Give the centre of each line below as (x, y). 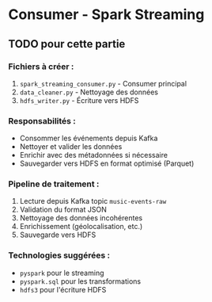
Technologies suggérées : (59, 255)
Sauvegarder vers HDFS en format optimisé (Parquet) (107, 163)
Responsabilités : (42, 120)
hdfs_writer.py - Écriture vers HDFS (79, 100)
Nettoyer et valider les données (71, 147)
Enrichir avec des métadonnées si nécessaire (94, 155)
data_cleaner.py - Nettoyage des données (89, 92)
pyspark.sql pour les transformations (80, 281)
